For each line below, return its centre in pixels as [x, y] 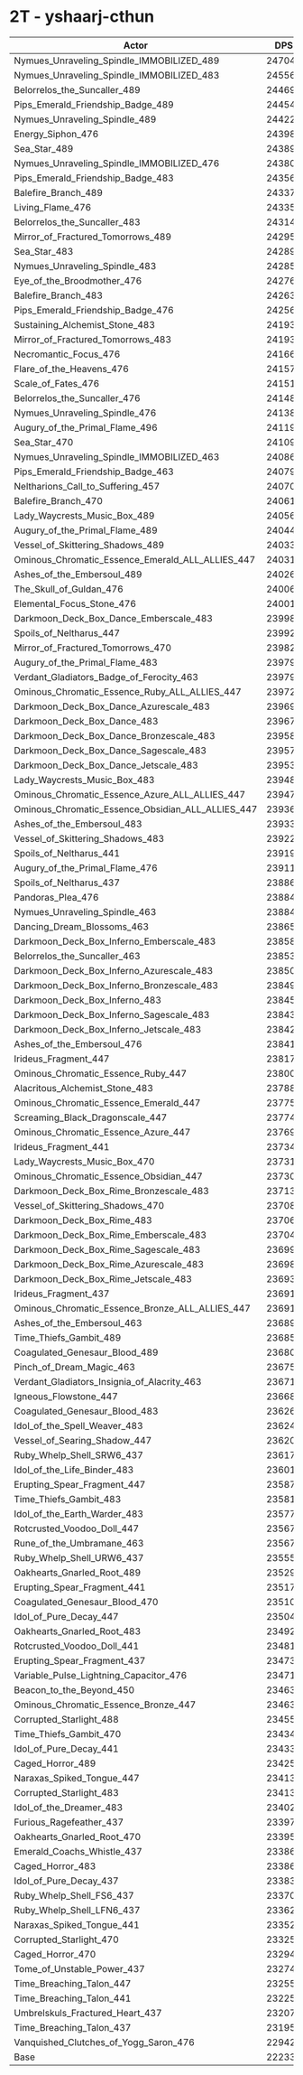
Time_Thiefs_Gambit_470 [68, 1734]
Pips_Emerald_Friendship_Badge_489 [94, 104]
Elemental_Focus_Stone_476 [75, 603]
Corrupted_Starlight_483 [66, 1792]
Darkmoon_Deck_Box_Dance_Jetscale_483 [106, 765]
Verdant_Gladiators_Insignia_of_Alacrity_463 [108, 1381]
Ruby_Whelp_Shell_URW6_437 [79, 1557]
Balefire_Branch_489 [59, 192]
